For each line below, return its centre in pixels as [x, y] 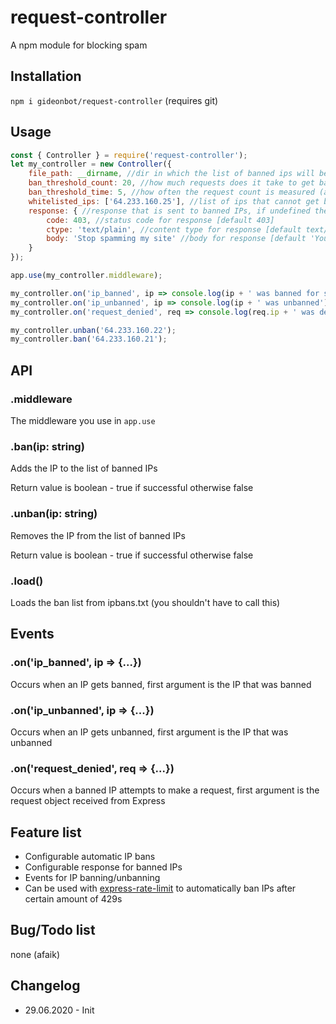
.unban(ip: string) [54, 514]
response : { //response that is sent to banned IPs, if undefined [169, 211]
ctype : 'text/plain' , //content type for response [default [174, 229]
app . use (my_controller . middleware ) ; [86, 276]
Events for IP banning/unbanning [92, 877]
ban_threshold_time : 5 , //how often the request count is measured [171, 192]
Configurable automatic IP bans [90, 856]
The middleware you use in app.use [83, 420]
